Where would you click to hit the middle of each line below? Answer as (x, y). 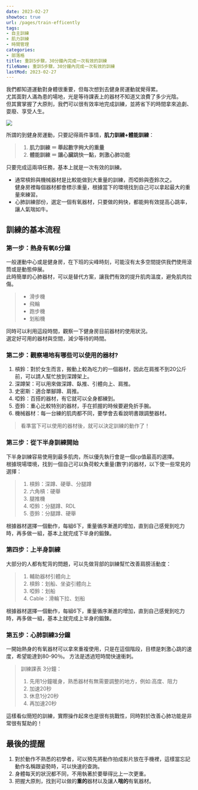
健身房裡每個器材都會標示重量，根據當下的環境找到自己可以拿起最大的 (100, 187)
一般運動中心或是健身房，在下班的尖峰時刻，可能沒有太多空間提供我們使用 (96, 262)
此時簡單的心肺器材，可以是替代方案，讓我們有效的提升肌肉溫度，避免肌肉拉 (99, 276)
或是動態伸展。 (29, 269)
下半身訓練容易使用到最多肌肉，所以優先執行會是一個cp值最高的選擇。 (92, 457)
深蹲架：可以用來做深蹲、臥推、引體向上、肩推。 (74, 384)
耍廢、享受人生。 (27, 111)
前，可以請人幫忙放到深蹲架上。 (53, 376)
